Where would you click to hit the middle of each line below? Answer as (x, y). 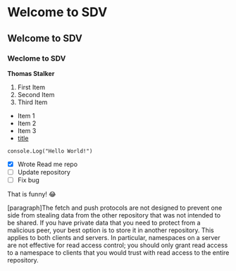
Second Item (36, 94)
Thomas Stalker (31, 73)
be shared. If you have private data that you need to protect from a (104, 223)
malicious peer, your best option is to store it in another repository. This (111, 230)
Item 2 (27, 123)
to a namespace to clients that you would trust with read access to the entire (118, 253)
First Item (31, 87)
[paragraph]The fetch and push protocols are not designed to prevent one (115, 208)
